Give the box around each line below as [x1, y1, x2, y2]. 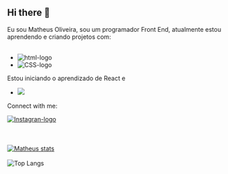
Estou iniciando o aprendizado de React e [7, 74, 126, 82]
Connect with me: [7, 101, 57, 110]
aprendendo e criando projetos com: [7, 32, 112, 41]
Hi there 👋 [7, 7, 50, 19]
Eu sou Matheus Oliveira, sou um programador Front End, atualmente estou [7, 25, 222, 33]
